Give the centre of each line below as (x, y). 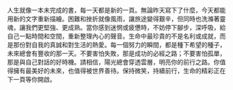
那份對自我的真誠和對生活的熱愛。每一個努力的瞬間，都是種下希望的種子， (119, 45)
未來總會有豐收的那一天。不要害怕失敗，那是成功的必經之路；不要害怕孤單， (116, 53)
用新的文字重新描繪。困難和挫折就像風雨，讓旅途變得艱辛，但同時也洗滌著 (113, 19)
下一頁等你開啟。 (32, 79)
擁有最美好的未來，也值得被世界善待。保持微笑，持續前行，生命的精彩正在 (119, 71)
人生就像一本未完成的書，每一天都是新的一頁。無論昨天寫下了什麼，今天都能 (116, 10)
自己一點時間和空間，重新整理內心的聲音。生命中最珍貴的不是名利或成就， (113, 36)
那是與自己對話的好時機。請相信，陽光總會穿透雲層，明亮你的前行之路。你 (113, 62)
